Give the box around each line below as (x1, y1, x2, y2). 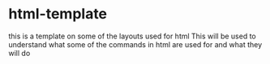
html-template (8, 5, 108, 23)
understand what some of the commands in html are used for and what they (8, 39, 263, 49)
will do (8, 48, 31, 58)
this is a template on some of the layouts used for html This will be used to (8, 31, 257, 41)
